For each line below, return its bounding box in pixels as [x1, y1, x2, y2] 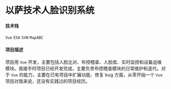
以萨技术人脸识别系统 [5, 5, 95, 16]
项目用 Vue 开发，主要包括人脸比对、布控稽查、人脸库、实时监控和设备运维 [5, 59, 162, 65]
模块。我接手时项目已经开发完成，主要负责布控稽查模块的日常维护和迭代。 [5, 65, 161, 71]
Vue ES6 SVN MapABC [5, 35, 44, 41]
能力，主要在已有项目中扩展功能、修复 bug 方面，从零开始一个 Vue [23, 72, 163, 78]
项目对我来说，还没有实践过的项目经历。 [5, 78, 90, 84]
